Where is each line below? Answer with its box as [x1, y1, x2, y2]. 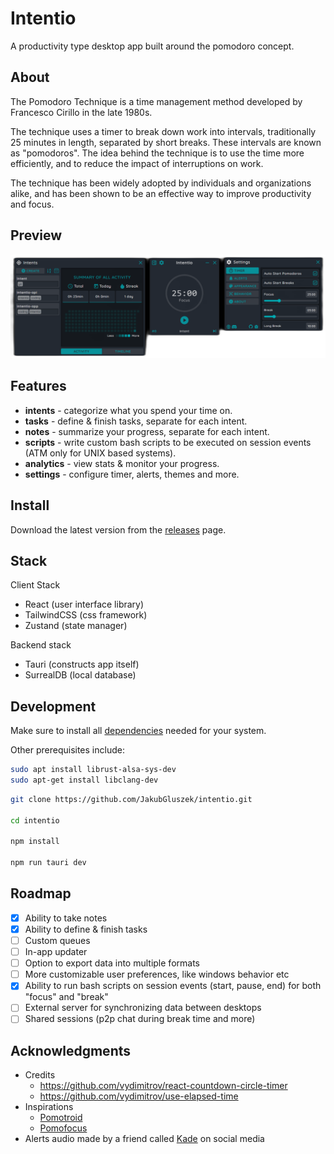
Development [10, 698, 97, 715]
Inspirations [24, 1101, 74, 1113]
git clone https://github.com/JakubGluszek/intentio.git [10, 794, 253, 804]
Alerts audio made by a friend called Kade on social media [24, 1133, 265, 1145]
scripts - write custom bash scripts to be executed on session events [24, 436, 312, 448]
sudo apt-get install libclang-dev [10, 775, 159, 786]
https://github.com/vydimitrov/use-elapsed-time [39, 1090, 239, 1102]
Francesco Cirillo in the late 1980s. [10, 106, 153, 118]
